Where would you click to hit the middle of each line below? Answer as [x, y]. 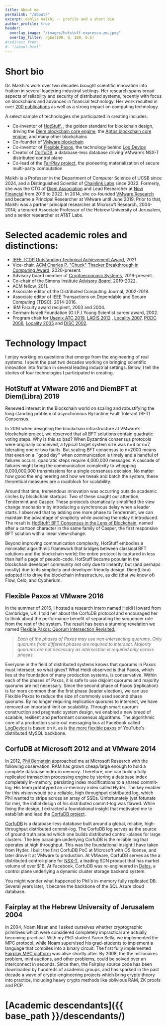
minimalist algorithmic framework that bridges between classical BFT [76, 548]
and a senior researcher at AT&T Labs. [44, 215]
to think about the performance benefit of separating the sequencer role [79, 619]
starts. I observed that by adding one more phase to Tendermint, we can [79, 513]
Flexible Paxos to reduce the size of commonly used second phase [74, 696]
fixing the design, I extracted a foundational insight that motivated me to [79, 809]
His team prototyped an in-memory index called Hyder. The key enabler [87, 787]
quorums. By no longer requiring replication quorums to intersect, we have [81, 701]
